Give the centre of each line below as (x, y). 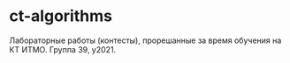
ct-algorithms (61, 16)
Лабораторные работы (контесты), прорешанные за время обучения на (145, 40)
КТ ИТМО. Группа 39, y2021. (63, 49)
